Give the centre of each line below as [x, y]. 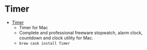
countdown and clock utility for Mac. [56, 38]
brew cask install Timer [44, 43]
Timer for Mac [33, 27]
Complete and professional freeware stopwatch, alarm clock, [81, 33]
